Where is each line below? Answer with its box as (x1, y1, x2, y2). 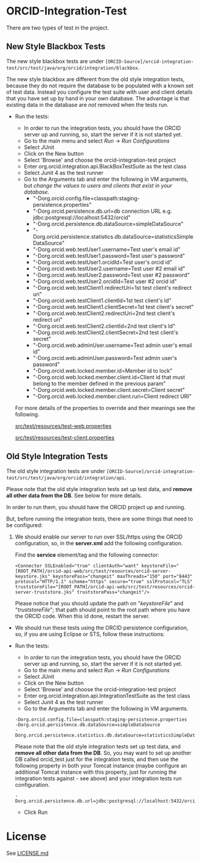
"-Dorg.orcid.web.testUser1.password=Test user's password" (32, 252, 185, 259)
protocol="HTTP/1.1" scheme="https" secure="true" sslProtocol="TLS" (14, 578, 193, 584)
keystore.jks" (14, 573, 50, 579)
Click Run (23, 809, 48, 816)
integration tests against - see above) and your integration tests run (14, 774, 182, 782)
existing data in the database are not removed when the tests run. (6, 101, 169, 108)
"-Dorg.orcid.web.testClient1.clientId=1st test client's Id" (32, 296, 172, 304)
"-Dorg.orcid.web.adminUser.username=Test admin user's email (32, 341, 193, 349)
